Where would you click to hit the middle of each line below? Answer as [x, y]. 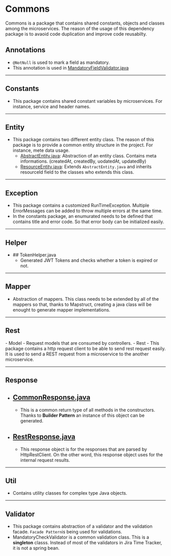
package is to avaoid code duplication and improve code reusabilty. [76, 34]
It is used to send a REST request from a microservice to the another [77, 354]
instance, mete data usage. [41, 150]
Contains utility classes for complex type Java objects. [70, 493]
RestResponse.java [44, 437]
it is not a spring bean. [36, 548]
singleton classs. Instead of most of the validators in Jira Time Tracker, [87, 543]
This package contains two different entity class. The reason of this [83, 140]
